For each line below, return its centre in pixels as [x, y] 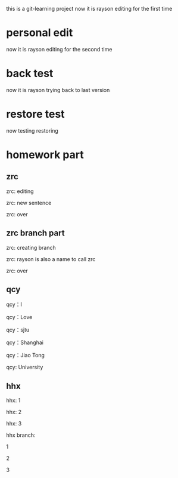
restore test [35, 114]
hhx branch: [21, 435]
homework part [45, 155]
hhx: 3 [14, 424]
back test [30, 73]
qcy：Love [19, 317]
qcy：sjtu [18, 330]
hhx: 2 [14, 412]
